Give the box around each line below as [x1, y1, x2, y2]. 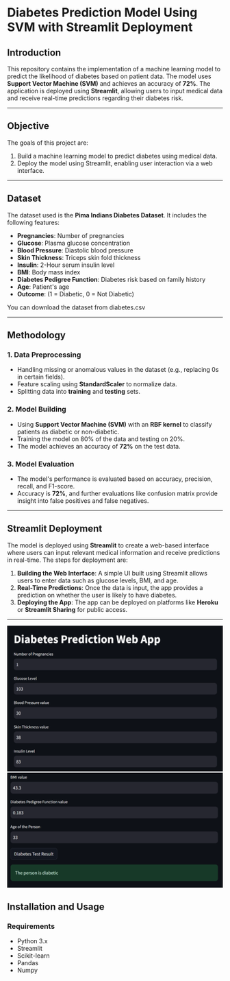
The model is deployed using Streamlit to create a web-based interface [7, 541, 209, 549]
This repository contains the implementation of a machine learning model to [7, 65, 221, 73]
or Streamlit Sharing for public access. [16, 605, 128, 613]
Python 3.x [16, 937, 48, 945]
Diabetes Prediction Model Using [7, 5, 198, 21]
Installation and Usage [7, 901, 105, 912]
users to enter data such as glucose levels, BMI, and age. [16, 576, 179, 584]
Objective [7, 120, 50, 132]
